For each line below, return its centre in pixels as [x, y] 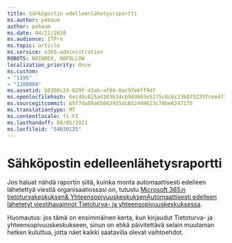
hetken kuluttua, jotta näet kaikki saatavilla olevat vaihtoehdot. [96, 233]
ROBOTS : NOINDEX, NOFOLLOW [46, 59]
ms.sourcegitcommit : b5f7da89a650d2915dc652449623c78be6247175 [100, 104]
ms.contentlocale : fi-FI [43, 116]
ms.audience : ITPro [35, 39]
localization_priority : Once [49, 65]
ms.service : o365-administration [55, 52]
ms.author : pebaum [33, 20]
